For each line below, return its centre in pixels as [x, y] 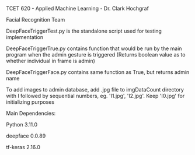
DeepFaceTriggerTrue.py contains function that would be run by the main [94, 48]
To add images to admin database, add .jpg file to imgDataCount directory [95, 89]
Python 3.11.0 [22, 124]
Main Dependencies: [31, 113]
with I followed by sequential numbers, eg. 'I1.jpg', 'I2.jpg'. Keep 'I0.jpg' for [95, 96]
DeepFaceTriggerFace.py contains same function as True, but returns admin [98, 72]
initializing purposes [30, 102]
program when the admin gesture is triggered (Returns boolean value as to [96, 54]
